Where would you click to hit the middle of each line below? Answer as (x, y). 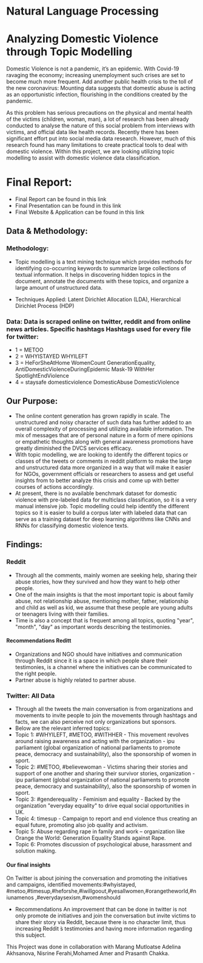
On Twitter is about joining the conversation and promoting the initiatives (97, 878)
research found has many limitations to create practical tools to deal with (97, 145)
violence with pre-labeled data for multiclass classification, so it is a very (106, 500)
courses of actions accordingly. (54, 486)
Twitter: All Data (31, 695)
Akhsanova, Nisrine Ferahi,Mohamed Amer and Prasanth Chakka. (88, 953)
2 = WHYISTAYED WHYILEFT (52, 356)
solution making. (35, 851)
